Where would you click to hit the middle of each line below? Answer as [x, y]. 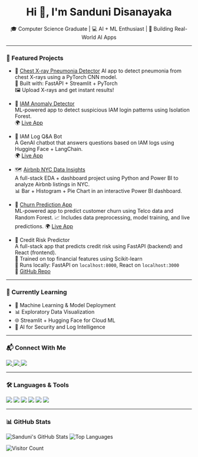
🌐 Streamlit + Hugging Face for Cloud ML [65, 320]
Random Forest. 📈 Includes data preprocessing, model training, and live [102, 218]
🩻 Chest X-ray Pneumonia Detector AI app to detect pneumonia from [98, 71]
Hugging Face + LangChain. [49, 149]
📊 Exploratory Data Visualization [55, 311]
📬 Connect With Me [36, 348]
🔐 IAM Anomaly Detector [44, 104]
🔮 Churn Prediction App [43, 205]
